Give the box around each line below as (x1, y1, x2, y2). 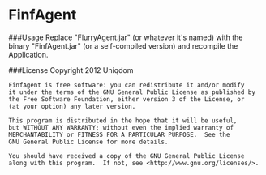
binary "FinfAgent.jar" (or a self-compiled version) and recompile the (8, 41, 238, 50)
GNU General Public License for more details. (8, 138, 169, 146)
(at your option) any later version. (8, 102, 136, 110)
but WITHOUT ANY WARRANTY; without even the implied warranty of (8, 123, 234, 131)
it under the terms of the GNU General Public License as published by (8, 87, 255, 96)
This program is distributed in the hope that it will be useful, (8, 116, 238, 125)
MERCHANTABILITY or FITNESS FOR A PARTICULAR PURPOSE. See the (8, 130, 230, 139)
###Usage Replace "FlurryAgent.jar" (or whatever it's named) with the (8, 32, 243, 42)
